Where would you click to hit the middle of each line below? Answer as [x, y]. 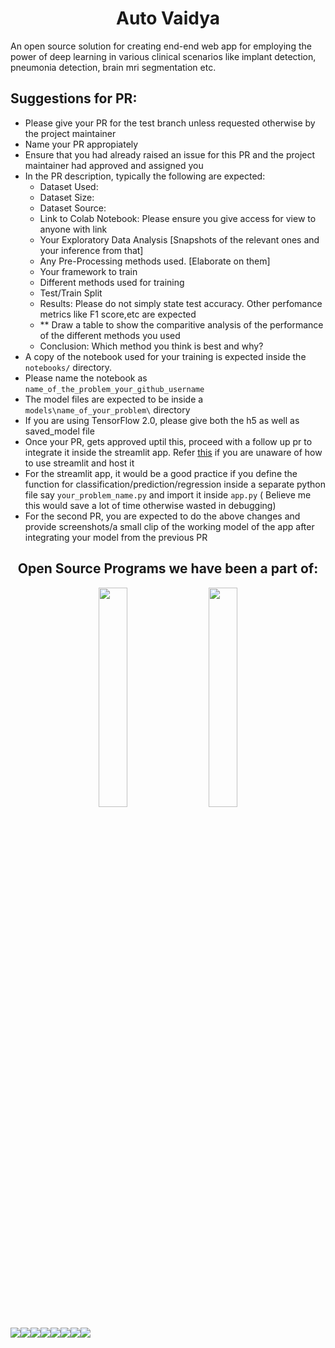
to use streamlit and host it [79, 463]
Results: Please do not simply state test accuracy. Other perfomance [181, 303]
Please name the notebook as [86, 378]
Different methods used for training [112, 282]
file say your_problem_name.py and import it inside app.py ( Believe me [168, 494]
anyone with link [73, 229]
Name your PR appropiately [81, 144]
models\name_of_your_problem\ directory [107, 409]
